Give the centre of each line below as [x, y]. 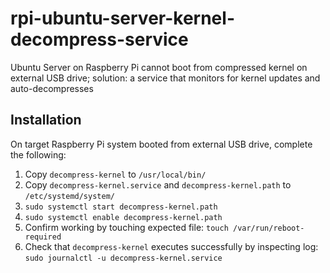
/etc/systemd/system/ [69, 196]
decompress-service [99, 39]
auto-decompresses [52, 88]
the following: [38, 154]
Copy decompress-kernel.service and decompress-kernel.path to [158, 184]
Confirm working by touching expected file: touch [126, 227]
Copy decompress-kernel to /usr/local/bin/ [115, 174]
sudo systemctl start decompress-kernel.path [121, 207]
